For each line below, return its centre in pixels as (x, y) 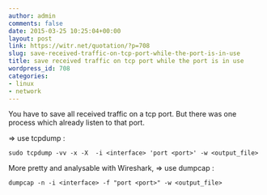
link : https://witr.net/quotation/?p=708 (79, 46)
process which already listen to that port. (77, 123)
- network (25, 91)
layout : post (30, 38)
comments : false (36, 23)
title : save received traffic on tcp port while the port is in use (126, 61)
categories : (28, 76)
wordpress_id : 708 (39, 69)
